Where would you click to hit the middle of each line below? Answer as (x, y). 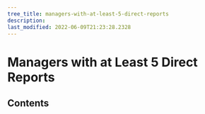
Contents (28, 103)
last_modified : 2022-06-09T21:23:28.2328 (69, 27)
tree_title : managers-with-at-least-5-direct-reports (88, 14)
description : (27, 21)
